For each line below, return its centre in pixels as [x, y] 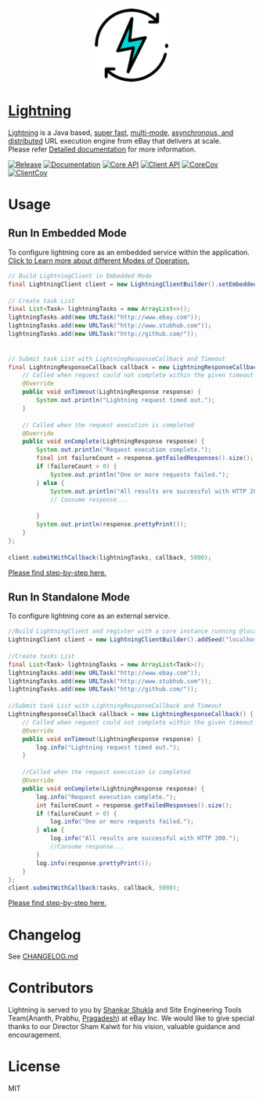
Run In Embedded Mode [67, 234]
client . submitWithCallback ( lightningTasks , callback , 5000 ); [110, 557]
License [34, 1066]
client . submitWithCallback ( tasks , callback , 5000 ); [94, 888]
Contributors [51, 988]
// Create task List [42, 301]
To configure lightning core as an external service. [89, 616]
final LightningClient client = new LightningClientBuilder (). [113, 284]
